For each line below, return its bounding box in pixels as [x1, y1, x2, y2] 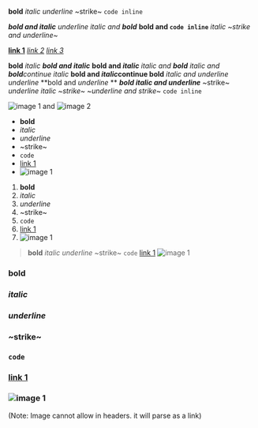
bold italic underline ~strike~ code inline [8, 7, 144, 16]
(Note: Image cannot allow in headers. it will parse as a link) [8, 411, 202, 420]
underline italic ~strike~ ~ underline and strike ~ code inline [8, 86, 203, 96]
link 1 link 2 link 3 [8, 46, 65, 54]
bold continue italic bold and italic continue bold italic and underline [8, 69, 229, 78]
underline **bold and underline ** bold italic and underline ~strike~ [8, 78, 230, 87]
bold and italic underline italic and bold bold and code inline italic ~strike [8, 22, 251, 31]
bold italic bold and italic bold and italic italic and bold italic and [8, 61, 220, 70]
